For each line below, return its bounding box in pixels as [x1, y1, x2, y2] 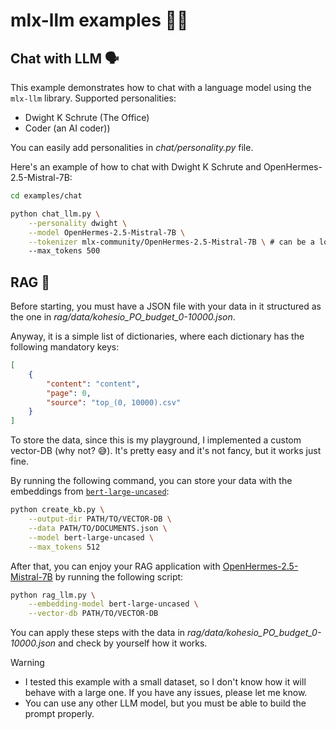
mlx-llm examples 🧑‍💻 [10, 9, 189, 32]
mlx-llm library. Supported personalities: [10, 92, 177, 104]
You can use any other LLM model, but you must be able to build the [24, 697, 307, 709]
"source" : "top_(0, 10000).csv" [46, 397, 182, 408]
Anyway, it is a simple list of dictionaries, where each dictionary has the [10, 330, 305, 343]
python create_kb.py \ [10, 505, 105, 515]
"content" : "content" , [46, 379, 141, 389]
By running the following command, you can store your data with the [10, 475, 293, 487]
